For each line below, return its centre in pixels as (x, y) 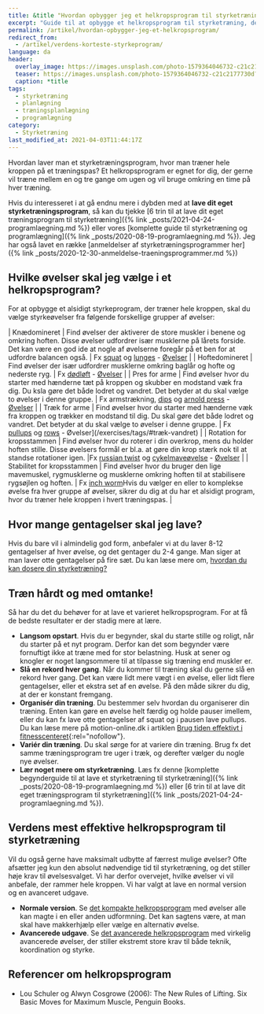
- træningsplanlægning (52, 111)
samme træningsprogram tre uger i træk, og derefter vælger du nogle (132, 753)
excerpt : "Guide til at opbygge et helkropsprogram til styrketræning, (128, 23)
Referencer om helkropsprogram (90, 974)
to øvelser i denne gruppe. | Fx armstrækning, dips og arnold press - (119, 399)
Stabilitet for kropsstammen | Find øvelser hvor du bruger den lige (115, 466)
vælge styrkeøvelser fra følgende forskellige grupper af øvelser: (112, 317)
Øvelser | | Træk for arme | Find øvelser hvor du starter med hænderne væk (130, 408)
